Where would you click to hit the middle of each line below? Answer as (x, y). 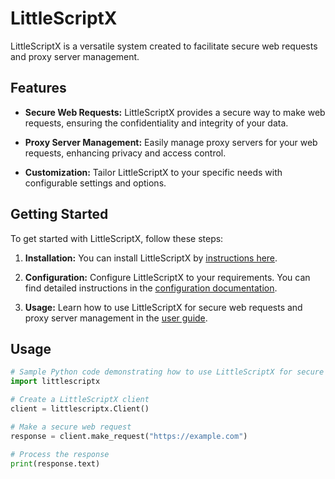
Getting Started (59, 214)
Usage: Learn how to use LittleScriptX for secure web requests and (163, 307)
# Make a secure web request (71, 427)
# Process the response (60, 454)
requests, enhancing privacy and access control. (125, 153)
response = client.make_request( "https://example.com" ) (129, 436)
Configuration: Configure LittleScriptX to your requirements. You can (167, 277)
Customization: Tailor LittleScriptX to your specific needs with (153, 172)
